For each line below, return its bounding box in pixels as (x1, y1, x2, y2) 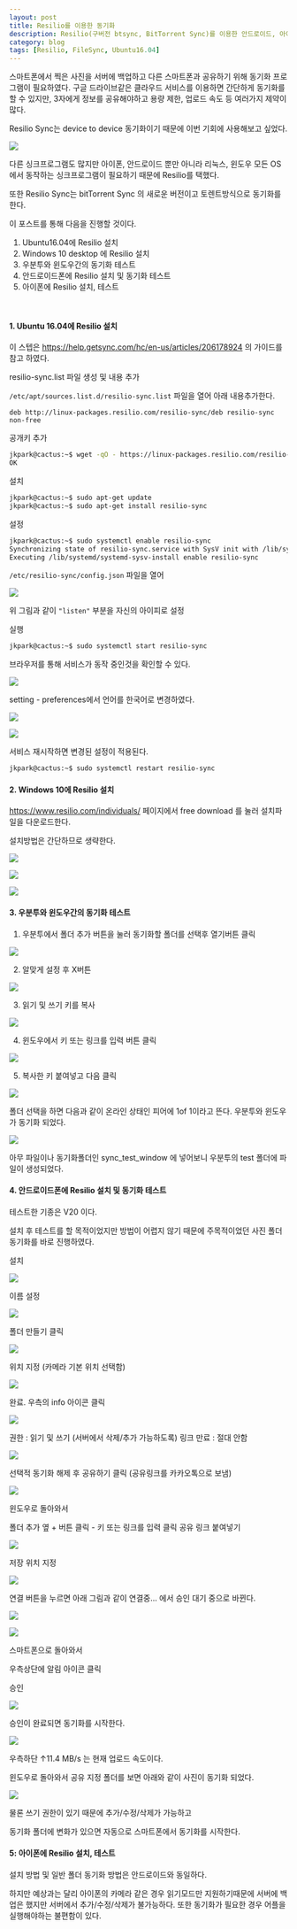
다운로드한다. (25, 816, 72, 828)
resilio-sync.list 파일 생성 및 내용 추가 (9, 372, 140, 382)
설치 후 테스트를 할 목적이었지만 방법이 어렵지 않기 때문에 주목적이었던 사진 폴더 (9, 1225, 283, 1236)
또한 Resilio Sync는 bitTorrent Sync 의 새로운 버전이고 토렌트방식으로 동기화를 (9, 189, 281, 199)
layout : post (9, 12, 57, 22)
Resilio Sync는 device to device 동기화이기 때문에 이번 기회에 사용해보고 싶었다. (9, 123, 288, 134)
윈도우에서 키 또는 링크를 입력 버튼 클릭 (21, 1035, 157, 1046)
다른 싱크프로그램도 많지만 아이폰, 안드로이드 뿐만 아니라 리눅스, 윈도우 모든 (9, 158, 269, 169)
